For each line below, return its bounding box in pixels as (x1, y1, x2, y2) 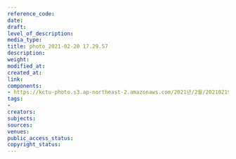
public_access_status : (7, 134, 74, 141)
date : (7, 17, 23, 24)
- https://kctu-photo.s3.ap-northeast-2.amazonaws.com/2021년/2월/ (7, 89, 206, 96)
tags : (7, 96, 23, 103)
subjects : (7, 115, 37, 122)
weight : (7, 56, 30, 63)
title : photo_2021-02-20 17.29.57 (7, 43, 109, 50)
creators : (7, 108, 37, 115)
